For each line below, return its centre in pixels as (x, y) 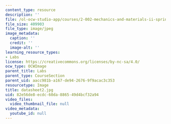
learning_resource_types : (33, 52)
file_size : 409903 (25, 24)
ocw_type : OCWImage (26, 66)
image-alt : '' (25, 48)
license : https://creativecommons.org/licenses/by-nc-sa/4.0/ (73, 62)
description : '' (22, 15)
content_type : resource (31, 10)
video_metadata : (22, 109)
